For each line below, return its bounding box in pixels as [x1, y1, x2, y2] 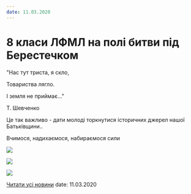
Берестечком [6, 48, 78, 62]
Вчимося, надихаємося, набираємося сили [6, 134, 121, 141]
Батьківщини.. [6, 122, 43, 130]
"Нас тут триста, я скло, [6, 69, 69, 76]
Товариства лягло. [6, 80, 55, 88]
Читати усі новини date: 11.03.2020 [6, 181, 97, 188]
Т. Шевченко [6, 104, 40, 111]
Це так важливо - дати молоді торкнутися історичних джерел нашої [6, 116, 185, 123]
